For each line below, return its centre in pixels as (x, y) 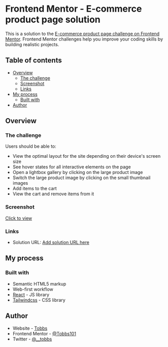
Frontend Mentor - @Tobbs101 (44, 333)
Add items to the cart (35, 189)
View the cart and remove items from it (53, 194)
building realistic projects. (32, 44)
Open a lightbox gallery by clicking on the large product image (78, 172)
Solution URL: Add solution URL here (51, 242)
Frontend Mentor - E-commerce (74, 9)
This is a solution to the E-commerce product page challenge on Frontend (82, 33)
